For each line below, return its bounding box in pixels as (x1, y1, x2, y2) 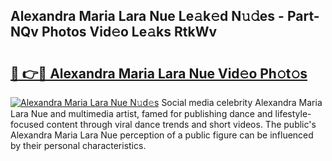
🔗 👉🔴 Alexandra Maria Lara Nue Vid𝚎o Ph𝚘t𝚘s (10, 65, 308, 82)
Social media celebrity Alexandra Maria (161, 97, 323, 108)
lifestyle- (274, 108, 312, 119)
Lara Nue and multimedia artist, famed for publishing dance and (10, 108, 273, 119)
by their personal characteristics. (10, 140, 147, 151)
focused (10, 119, 45, 130)
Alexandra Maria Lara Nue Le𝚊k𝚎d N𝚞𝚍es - (10, 8, 285, 25)
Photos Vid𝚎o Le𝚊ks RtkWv (41, 24, 218, 41)
